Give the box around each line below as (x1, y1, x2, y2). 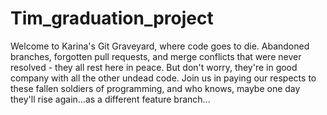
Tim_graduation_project (10, 7, 214, 30)
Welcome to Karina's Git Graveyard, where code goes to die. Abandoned (10, 40, 310, 52)
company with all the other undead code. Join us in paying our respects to (10, 72, 317, 84)
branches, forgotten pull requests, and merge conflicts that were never (10, 50, 302, 62)
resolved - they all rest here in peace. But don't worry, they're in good (10, 61, 298, 73)
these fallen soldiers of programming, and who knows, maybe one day (10, 82, 301, 94)
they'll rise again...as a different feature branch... (10, 93, 211, 105)
